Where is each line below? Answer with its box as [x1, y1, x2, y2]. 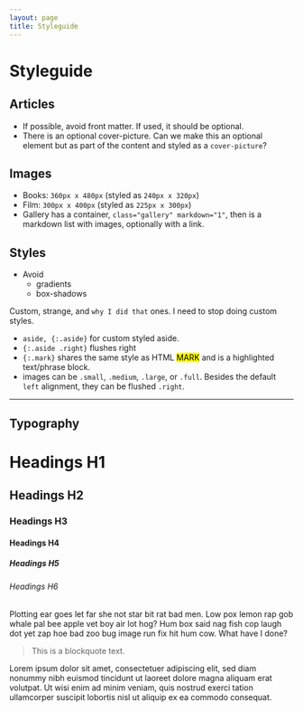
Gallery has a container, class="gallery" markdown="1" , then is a [22, 209, 262, 220]
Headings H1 [9, 451, 106, 472]
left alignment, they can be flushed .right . [22, 381, 185, 392]
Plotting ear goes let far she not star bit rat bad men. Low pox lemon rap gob [9, 609, 294, 620]
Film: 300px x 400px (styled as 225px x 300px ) [22, 200, 192, 211]
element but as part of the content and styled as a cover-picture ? [22, 139, 268, 150]
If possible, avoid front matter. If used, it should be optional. [22, 120, 244, 131]
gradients [35, 279, 72, 289]
